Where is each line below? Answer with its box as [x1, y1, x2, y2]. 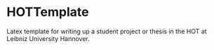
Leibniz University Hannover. [6, 34, 91, 42]
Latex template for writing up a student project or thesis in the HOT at [6, 27, 208, 35]
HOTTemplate [6, 4, 89, 20]
